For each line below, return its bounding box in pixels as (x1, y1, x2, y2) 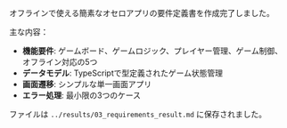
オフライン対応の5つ (21, 57, 98, 67)
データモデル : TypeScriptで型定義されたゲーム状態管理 (21, 68, 224, 78)
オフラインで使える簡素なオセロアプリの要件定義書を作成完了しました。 (9, 8, 275, 18)
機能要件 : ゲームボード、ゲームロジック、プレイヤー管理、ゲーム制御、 (21, 45, 283, 56)
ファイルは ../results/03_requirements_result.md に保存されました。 (9, 109, 267, 119)
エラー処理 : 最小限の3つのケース (21, 90, 141, 100)
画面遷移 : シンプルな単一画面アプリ (21, 79, 152, 89)
